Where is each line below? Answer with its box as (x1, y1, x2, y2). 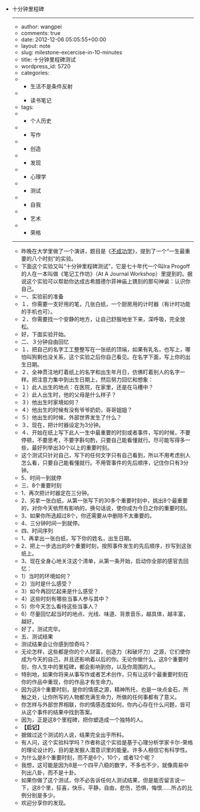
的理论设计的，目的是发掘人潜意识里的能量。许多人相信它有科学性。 (21, 746, 191, 753)
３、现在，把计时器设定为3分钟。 (21, 421, 105, 428)
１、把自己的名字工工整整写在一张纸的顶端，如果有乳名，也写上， (21, 346, 185, 352)
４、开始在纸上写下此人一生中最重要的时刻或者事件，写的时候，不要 (21, 429, 191, 436)
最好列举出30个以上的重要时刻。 (31, 444, 113, 451)
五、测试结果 (21, 633, 53, 640)
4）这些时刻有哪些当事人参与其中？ (21, 595, 110, 602)
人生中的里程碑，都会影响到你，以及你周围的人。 (37, 663, 159, 670)
